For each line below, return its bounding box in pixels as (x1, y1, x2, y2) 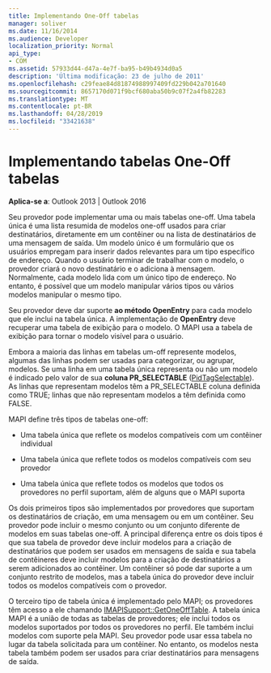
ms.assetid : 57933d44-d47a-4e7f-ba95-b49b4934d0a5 (8, 65, 183, 73)
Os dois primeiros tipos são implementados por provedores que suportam (8, 503, 255, 512)
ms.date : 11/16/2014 (8, 27, 78, 35)
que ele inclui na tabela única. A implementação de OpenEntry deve (8, 314, 236, 324)
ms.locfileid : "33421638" (8, 118, 95, 126)
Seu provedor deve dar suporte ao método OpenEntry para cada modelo (8, 305, 252, 315)
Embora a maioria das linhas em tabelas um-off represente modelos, (8, 346, 237, 357)
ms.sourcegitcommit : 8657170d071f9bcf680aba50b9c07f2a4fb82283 (8, 87, 227, 96)
